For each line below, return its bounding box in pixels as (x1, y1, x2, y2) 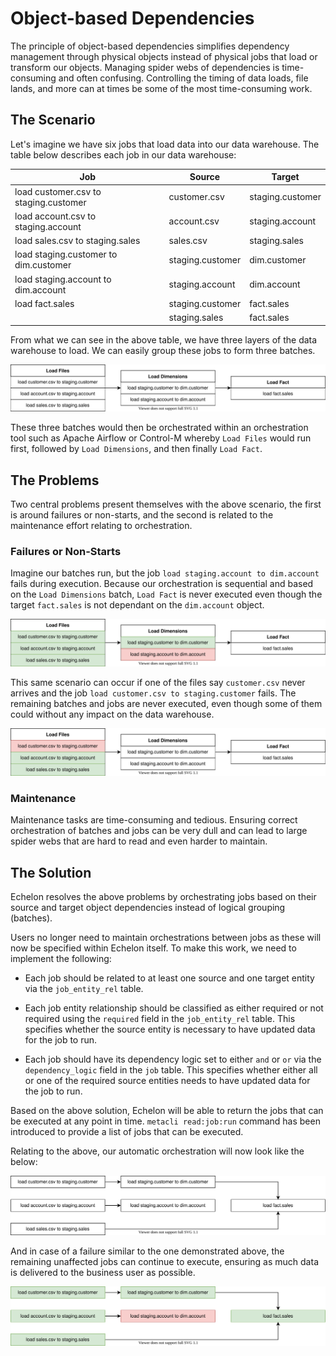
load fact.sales (14, 297, 75, 309)
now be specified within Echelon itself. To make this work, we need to (10, 942, 297, 954)
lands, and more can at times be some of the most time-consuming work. (10, 82, 313, 94)
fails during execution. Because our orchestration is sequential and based (10, 578, 314, 590)
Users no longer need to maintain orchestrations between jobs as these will (10, 932, 322, 944)
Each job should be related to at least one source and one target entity (24, 972, 315, 984)
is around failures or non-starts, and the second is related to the (10, 509, 274, 521)
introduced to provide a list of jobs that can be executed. (10, 1126, 244, 1138)
